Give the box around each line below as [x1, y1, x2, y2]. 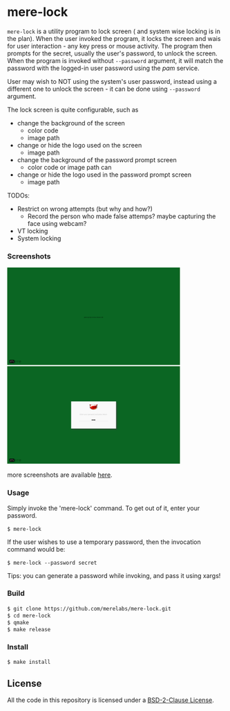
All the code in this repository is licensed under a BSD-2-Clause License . [7, 696, 214, 704]
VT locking [17, 227, 48, 235]
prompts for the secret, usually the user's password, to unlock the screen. [7, 49, 218, 58]
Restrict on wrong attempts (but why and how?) [17, 204, 153, 213]
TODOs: [7, 191, 30, 200]
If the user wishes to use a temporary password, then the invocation [7, 538, 202, 546]
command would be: [7, 545, 66, 553]
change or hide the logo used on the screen [17, 141, 142, 149]
